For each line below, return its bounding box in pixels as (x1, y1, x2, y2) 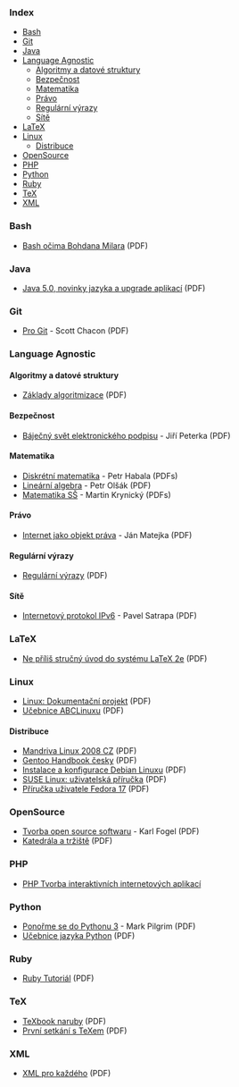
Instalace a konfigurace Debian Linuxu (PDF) (21, 764, 187, 775)
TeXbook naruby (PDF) (21, 1015, 107, 1026)
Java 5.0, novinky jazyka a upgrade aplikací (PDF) (21, 282, 206, 293)
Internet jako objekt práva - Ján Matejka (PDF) (21, 529, 193, 540)
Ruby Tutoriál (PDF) (21, 973, 95, 984)
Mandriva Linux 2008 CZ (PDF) (21, 746, 137, 756)
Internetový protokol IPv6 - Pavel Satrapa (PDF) (21, 611, 198, 621)
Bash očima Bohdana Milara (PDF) (21, 240, 149, 251)
